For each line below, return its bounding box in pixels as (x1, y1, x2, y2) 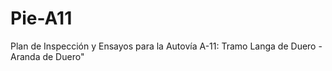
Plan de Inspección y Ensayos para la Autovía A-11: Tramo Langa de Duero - (10, 40, 323, 52)
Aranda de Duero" (10, 50, 85, 62)
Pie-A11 (10, 7, 73, 30)
